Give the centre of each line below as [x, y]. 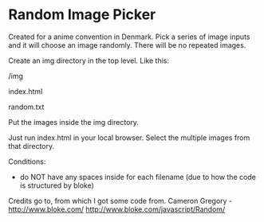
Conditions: [27, 162]
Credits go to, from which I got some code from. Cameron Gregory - [120, 201]
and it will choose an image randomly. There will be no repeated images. [127, 45]
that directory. [32, 146]
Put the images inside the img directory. [74, 122]
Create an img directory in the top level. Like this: [89, 60]
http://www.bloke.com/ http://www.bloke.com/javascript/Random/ [117, 209]
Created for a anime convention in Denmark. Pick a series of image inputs [129, 37]
